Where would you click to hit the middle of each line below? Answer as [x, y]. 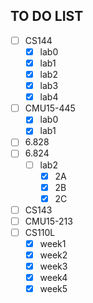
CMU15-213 [48, 221]
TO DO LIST [47, 16]
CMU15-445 [50, 108]
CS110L [40, 232]
